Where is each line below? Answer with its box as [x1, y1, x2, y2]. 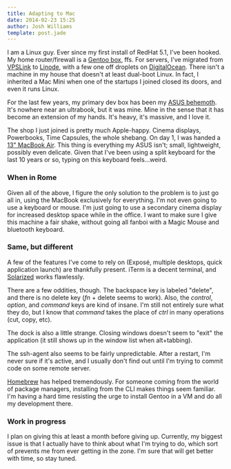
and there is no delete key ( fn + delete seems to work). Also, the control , [7, 293, 213, 301]
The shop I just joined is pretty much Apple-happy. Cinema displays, [7, 126, 201, 134]
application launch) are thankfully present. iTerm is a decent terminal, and [7, 265, 217, 273]
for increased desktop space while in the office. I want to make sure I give [7, 210, 217, 219]
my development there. [7, 399, 73, 408]
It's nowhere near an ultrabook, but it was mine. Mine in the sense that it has [7, 106, 224, 114]
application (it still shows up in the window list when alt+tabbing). [7, 336, 193, 344]
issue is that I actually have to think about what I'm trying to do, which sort [7, 439, 219, 448]
